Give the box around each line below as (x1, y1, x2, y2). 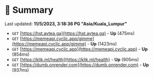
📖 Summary (4, 4, 53, 16)
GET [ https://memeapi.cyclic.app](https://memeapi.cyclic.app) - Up (11, 46, 148, 52)
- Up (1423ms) (87, 40, 117, 46)
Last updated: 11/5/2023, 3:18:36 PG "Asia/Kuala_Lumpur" (4, 21, 127, 27)
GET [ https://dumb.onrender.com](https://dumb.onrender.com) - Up (11, 62, 149, 68)
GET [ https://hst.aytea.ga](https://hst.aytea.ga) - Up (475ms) (11, 30, 135, 36)
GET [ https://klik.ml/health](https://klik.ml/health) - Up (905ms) (11, 56, 139, 62)
